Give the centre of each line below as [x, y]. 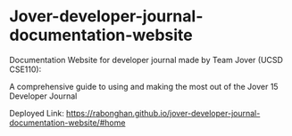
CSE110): [25, 69]
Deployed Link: [37, 113]
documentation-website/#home [67, 123]
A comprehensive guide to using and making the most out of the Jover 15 [144, 86]
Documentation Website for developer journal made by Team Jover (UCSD [146, 60]
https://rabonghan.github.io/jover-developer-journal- [163, 113]
